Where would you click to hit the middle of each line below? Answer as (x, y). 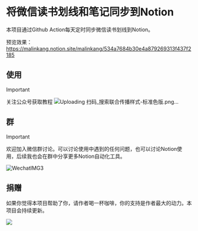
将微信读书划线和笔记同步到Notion (90, 12)
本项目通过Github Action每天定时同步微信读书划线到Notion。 (80, 29)
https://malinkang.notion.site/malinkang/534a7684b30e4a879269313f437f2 (99, 48)
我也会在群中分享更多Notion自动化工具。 (76, 156)
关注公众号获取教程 (29, 101)
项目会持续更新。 (27, 210)
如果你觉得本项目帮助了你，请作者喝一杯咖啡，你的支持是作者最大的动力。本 (99, 203)
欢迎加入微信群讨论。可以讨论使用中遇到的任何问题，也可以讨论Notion (92, 148)
